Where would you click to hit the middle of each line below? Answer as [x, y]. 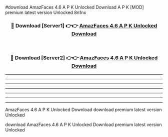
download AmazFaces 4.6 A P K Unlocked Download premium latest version [84, 125]
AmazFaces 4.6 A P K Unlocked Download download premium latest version [84, 110]
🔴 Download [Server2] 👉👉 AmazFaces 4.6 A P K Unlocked [84, 58]
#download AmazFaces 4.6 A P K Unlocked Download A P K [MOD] [74, 7]
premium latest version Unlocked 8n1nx [46, 12]
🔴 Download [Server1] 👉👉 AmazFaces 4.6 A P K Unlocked [84, 25]
